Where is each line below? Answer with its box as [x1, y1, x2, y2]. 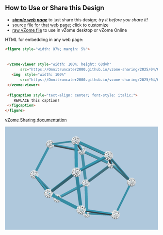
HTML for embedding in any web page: [5, 36, 83, 42]
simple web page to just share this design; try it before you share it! [12, 17, 148, 22]
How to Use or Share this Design [5, 4, 104, 12]
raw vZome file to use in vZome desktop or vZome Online [12, 27, 127, 33]
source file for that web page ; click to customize [12, 22, 109, 28]
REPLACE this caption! [14, 98, 60, 103]
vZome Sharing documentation [5, 117, 67, 123]
